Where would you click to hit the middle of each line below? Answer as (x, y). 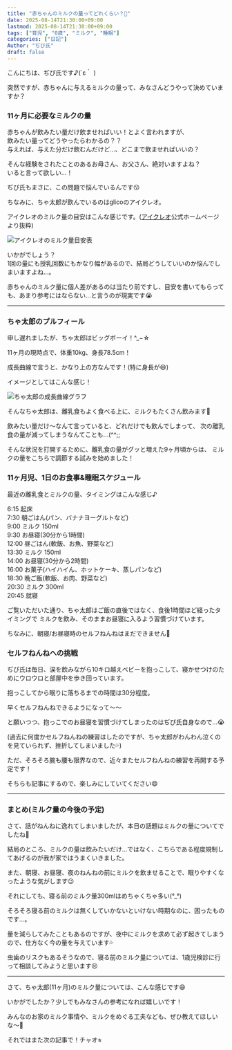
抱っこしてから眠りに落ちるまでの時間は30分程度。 (80, 693)
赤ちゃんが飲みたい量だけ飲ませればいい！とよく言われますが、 (98, 132)
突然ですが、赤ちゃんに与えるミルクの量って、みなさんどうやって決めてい (112, 87)
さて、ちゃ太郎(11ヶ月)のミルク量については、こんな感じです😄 (96, 987)
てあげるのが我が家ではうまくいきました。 (68, 858)
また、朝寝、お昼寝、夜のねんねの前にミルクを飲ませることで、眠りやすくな (116, 873)
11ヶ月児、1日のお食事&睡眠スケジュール (74, 478)
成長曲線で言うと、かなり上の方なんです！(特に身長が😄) (88, 367)
